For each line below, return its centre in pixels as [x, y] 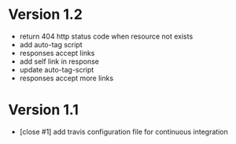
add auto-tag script [51, 44]
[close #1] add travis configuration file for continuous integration [124, 131]
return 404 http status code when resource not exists [106, 36]
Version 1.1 [43, 110]
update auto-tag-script [57, 69]
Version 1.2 [45, 15]
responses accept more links [66, 78]
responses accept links [57, 53]
